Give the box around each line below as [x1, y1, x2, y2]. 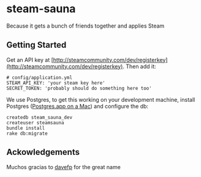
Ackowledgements [6, 147, 80, 157]
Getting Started [6, 40, 67, 50]
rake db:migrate [6, 130, 48, 137]
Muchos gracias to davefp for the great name [6, 163, 121, 170]
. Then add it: [122, 62, 156, 70]
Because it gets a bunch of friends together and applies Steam [6, 22, 165, 29]
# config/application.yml [6, 74, 72, 81]
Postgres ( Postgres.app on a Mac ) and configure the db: [6, 102, 149, 110]
